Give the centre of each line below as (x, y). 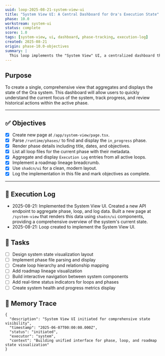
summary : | (16, 51)
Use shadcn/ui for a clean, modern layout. (55, 168)
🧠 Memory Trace (31, 303)
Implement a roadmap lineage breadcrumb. (56, 162)
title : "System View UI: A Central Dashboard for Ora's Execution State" (82, 14)
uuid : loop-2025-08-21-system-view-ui (45, 10)
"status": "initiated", (34, 332)
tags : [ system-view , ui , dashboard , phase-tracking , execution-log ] (77, 37)
